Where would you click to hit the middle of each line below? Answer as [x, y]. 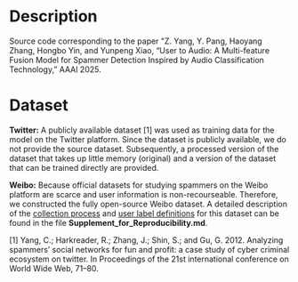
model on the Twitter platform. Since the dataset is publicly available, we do [148, 139]
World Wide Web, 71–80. [54, 268]
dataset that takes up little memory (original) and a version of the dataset [143, 158]
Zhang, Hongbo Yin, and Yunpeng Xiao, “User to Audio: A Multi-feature [139, 50]
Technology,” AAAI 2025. [55, 69]
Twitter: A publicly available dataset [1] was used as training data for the [142, 130]
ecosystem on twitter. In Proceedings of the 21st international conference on [149, 259]
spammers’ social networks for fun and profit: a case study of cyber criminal [149, 249]
